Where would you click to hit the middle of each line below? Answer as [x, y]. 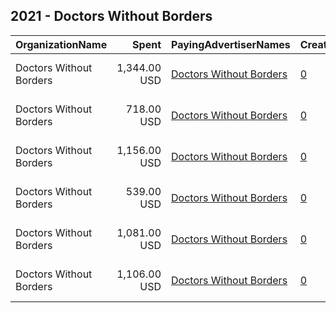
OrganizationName [61, 44]
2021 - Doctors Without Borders [111, 16]
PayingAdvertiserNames [231, 44]
